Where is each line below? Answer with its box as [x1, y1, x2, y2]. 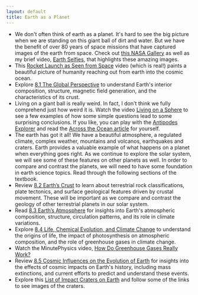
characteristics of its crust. [14, 93, 80, 101]
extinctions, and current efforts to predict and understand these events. [14, 270, 189, 277]
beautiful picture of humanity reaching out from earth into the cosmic [14, 68, 183, 75]
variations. [14, 219, 41, 226]
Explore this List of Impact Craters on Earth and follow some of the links [14, 276, 190, 283]
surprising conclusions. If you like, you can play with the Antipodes [14, 118, 178, 126]
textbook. [14, 175, 38, 182]
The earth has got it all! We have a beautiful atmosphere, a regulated [14, 131, 182, 138]
